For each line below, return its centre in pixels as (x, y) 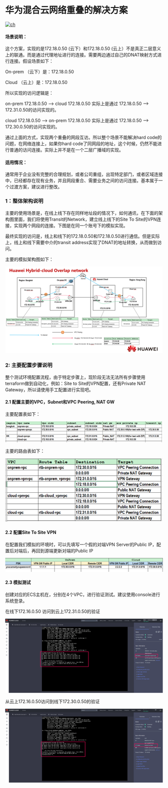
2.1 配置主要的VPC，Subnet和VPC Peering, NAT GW (60, 402)
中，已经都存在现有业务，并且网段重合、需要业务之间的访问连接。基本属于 (82, 181)
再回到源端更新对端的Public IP (62, 550)
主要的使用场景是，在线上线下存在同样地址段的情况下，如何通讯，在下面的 (82, 213)
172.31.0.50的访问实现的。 (32, 110)
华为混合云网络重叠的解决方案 (67, 10)
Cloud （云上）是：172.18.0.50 (36, 83)
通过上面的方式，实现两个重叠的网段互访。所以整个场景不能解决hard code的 (83, 138)
